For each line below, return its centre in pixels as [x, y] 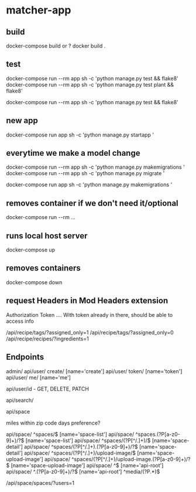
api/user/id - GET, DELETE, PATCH [48, 389]
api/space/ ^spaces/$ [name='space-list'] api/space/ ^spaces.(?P [85, 434]
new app [22, 121]
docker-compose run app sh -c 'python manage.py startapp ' [80, 135]
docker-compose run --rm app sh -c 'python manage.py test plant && [90, 84]
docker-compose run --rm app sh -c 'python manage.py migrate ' [85, 173]
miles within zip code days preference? [53, 423]
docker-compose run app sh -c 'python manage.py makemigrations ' [89, 184]
